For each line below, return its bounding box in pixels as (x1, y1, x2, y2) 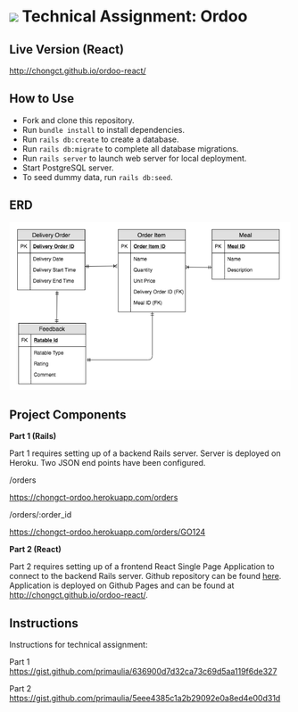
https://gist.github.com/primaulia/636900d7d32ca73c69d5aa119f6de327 (9, 666, 277, 677)
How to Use (9, 91, 75, 106)
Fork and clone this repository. (21, 114, 135, 126)
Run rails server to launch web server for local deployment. (21, 153, 247, 163)
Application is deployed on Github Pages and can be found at (9, 580, 235, 591)
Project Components (9, 408, 127, 423)
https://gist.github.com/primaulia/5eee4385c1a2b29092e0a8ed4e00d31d (9, 693, 281, 704)
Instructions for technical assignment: (9, 640, 148, 650)
